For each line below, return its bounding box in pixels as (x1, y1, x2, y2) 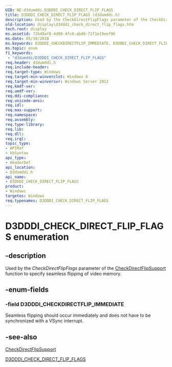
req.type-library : (5, 121, 45, 127)
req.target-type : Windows (5, 70, 60, 75)
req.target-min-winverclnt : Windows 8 (5, 74, 88, 79)
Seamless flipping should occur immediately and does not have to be (5, 312, 151, 318)
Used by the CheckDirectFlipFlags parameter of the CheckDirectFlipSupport (5, 265, 166, 271)
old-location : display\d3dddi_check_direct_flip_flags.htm (5, 22, 134, 27)
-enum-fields (5, 286, 49, 294)
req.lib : (5, 127, 24, 132)
